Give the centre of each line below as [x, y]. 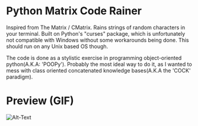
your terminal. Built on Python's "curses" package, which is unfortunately [96, 33]
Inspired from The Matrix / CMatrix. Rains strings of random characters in [96, 27]
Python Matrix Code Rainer [74, 11]
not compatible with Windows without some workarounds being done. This [98, 40]
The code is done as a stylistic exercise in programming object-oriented [94, 58]
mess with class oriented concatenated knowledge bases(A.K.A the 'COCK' [98, 70]
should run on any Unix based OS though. [57, 46]
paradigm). [20, 77]
